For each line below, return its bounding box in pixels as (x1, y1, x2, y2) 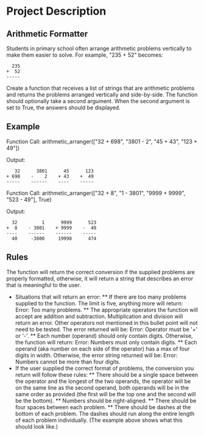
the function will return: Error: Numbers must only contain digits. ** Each (15, 338, 197, 346)
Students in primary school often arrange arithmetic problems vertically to (6, 45, 192, 52)
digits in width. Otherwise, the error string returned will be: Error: (15, 351, 178, 358)
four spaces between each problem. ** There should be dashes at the (15, 403, 191, 410)
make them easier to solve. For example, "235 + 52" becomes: (6, 51, 163, 59)
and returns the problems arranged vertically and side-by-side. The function (6, 91, 198, 98)
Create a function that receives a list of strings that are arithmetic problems (6, 84, 195, 92)
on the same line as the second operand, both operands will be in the (15, 383, 189, 391)
